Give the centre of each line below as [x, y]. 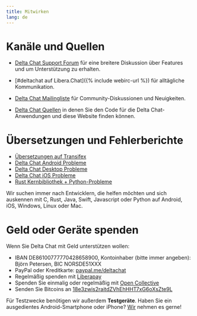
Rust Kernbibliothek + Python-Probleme [63, 182]
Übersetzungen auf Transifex [50, 157]
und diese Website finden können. [93, 116]
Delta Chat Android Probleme [50, 163]
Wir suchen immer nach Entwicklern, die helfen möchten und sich [87, 193]
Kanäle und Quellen [55, 47]
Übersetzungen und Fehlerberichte [95, 140]
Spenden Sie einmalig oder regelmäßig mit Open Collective [87, 283]
